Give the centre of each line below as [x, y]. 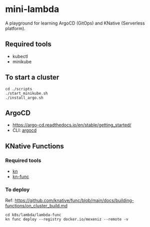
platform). [15, 28]
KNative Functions [34, 146]
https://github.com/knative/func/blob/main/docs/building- [74, 200]
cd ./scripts [19, 89]
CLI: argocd [24, 130]
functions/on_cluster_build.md [36, 206]
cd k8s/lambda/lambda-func [33, 215]
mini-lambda [32, 9]
